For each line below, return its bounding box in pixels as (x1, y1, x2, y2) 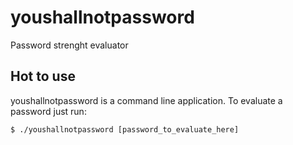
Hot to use (10, 68, 76, 85)
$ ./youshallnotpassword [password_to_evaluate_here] (10, 124, 240, 135)
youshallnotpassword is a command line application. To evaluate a (10, 94, 283, 106)
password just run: (10, 105, 87, 117)
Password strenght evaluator (10, 39, 129, 51)
